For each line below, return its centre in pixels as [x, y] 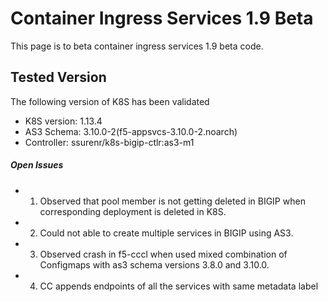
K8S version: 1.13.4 [63, 121]
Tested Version [58, 77]
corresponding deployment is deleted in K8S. [133, 211]
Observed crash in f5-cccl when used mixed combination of [163, 254]
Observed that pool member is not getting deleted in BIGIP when [172, 201]
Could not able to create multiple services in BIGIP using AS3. [166, 233]
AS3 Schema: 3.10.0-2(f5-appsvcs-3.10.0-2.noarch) [131, 131]
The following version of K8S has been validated [110, 101]
